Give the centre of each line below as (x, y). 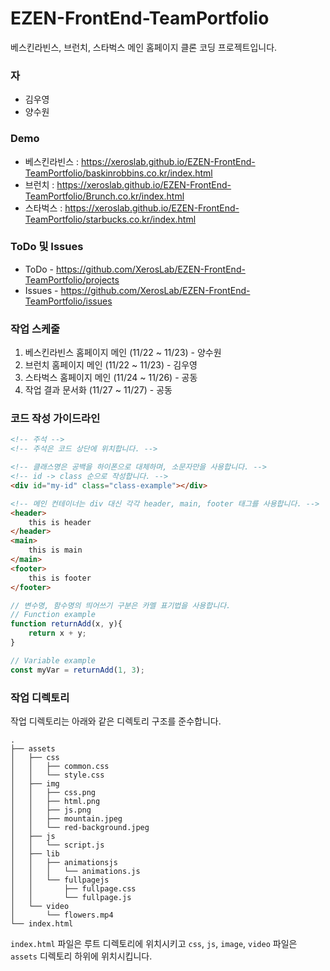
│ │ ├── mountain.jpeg (66, 818)
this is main (55, 550)
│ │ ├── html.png (55, 801)
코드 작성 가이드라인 (55, 419)
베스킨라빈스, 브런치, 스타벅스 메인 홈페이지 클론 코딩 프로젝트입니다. (144, 47)
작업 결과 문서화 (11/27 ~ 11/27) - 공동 (98, 390)
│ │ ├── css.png (53, 792)
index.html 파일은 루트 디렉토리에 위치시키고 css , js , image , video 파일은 (154, 943)
